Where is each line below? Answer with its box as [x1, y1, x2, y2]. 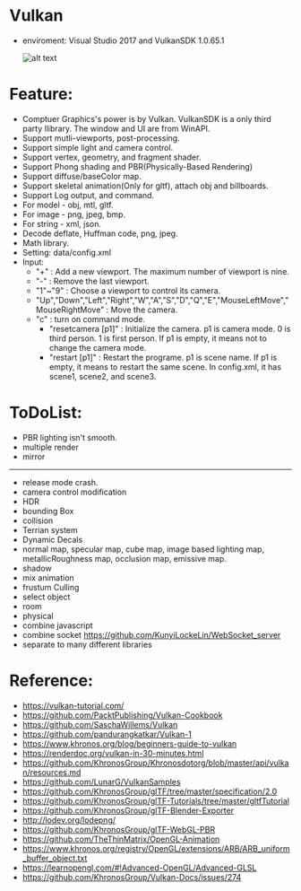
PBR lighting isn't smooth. [21, 432, 118, 442]
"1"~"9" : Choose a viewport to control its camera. [35, 284, 221, 296]
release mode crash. [21, 476, 99, 487]
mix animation [21, 572, 74, 583]
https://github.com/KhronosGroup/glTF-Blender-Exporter [21, 805, 235, 816]
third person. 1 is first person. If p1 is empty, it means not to [48, 333, 267, 344]
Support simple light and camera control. [21, 142, 174, 153]
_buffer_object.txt [21, 852, 88, 863]
